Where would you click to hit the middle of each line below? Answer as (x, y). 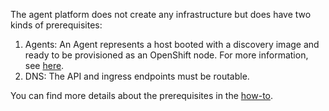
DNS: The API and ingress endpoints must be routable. (137, 76)
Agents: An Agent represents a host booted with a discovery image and (172, 44)
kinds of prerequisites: (56, 25)
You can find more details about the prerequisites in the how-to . (142, 95)
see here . (44, 65)
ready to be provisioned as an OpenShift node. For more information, (166, 55)
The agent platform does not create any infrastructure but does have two (161, 14)
